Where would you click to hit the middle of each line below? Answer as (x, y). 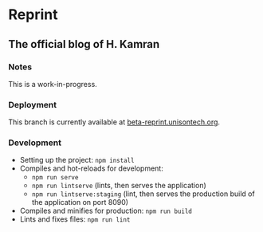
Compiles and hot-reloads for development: (91, 168)
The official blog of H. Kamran (84, 44)
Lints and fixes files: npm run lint (75, 219)
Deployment (33, 104)
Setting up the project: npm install (77, 160)
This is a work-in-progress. (53, 84)
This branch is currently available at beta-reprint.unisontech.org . (114, 122)
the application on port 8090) (80, 203)
